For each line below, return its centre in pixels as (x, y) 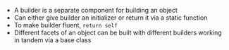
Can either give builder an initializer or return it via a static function (111, 18)
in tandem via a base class (52, 40)
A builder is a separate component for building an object (96, 10)
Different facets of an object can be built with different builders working (118, 32)
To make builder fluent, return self (66, 25)
